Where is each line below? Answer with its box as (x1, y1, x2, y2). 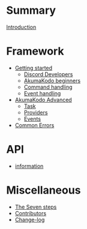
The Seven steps (14, 203, 57, 210)
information (14, 162, 44, 170)
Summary (6, 4, 56, 17)
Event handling (23, 89, 61, 97)
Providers (23, 109, 48, 116)
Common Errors (14, 121, 55, 129)
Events (23, 115, 41, 122)
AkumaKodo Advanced (14, 96, 72, 103)
